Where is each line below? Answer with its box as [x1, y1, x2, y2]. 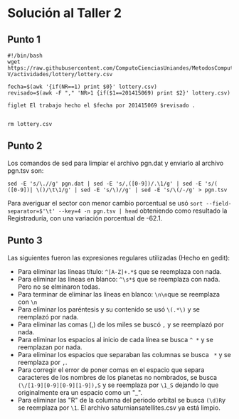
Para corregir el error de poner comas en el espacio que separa [17, 365, 205, 374]
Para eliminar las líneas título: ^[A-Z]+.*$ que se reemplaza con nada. [17, 267, 222, 275]
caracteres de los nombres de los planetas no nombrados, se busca [17, 373, 218, 381]
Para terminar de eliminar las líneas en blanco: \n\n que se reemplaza [17, 290, 221, 298]
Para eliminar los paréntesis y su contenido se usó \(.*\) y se [17, 304, 201, 314]
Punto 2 [7, 140, 43, 152]
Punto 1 [7, 33, 41, 46]
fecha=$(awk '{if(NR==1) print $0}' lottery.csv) [7, 83, 158, 90]
